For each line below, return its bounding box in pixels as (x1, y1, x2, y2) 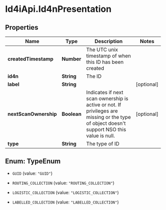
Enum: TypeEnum (5, 157, 61, 165)
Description (94, 38, 123, 45)
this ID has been (86, 58, 124, 65)
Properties (5, 23, 39, 32)
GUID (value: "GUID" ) (12, 170, 53, 176)
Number (61, 55, 82, 62)
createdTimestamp (7, 55, 53, 62)
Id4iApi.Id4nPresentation (5, 3, 112, 15)
